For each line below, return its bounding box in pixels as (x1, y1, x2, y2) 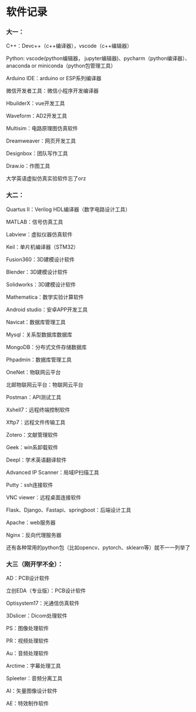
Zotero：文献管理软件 (6, 431, 59, 438)
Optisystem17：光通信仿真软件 (6, 599, 80, 607)
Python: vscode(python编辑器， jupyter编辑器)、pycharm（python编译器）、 (6, 55, 191, 62)
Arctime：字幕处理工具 (6, 662, 62, 670)
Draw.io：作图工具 (6, 163, 50, 170)
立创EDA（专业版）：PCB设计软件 (6, 587, 86, 594)
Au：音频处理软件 (6, 650, 49, 657)
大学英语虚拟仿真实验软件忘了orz (6, 175, 86, 182)
